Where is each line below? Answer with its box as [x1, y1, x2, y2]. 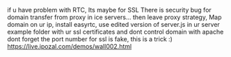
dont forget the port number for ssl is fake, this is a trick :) [7, 35, 173, 43]
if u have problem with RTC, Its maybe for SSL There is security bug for [7, 6, 212, 14]
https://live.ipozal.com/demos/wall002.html [7, 43, 132, 50]
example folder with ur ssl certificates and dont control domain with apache [7, 27, 224, 36]
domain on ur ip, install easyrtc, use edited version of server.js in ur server [7, 21, 221, 28]
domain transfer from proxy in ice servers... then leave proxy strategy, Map [7, 13, 222, 21]
